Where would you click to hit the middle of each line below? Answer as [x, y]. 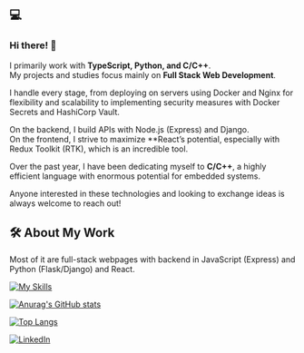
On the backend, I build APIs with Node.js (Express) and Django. [129, 129]
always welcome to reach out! [65, 203]
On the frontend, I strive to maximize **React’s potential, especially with [144, 139]
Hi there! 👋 [33, 45]
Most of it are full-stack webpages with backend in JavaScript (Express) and [152, 259]
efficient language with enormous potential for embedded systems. [135, 176]
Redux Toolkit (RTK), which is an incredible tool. [99, 149]
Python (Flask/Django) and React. [72, 269]
